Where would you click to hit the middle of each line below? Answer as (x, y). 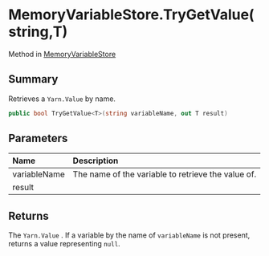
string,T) (38, 32)
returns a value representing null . (64, 244)
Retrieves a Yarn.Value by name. (62, 99)
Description (96, 161)
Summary (33, 79)
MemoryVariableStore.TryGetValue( (131, 15)
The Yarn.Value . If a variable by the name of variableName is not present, (129, 235)
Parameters (38, 138)
